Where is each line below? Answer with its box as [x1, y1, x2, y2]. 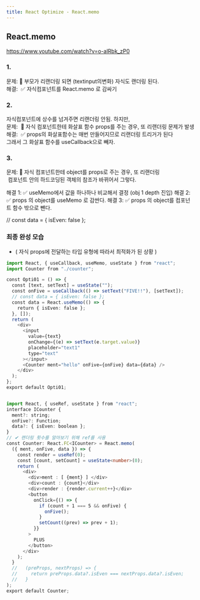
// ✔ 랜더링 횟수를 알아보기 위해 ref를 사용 [6, 435, 105, 441]
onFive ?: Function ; [12, 418, 62, 424]
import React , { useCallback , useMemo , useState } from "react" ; [6, 260, 176, 266]
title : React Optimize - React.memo [6, 9, 99, 15]
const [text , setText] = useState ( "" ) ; [12, 282, 113, 288]
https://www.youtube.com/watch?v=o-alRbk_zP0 [6, 48, 130, 55]
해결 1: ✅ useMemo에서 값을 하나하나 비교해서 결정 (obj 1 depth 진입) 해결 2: [6, 189, 191, 196]
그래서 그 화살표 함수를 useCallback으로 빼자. [6, 138, 115, 146]
